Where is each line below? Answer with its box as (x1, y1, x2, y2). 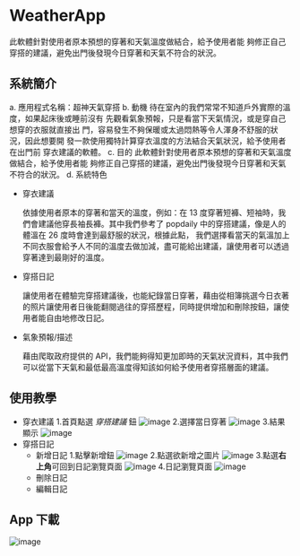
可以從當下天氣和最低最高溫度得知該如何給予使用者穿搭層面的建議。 (21, 361, 274, 372)
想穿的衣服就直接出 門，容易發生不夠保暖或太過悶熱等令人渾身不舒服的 (9, 124, 270, 135)
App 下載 (9, 512, 60, 527)
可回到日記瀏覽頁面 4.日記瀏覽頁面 (51, 461, 213, 472)
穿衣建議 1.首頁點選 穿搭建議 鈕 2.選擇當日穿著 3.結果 (21, 416, 286, 427)
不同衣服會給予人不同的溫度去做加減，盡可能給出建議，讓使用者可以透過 (21, 240, 289, 251)
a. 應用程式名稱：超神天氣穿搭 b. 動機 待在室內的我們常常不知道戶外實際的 (9, 101, 284, 112)
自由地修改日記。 (46, 312, 109, 323)
